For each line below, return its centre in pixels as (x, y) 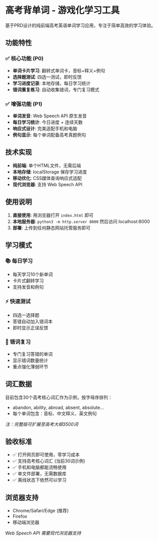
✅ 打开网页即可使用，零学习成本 (46, 455)
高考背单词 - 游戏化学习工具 (63, 10)
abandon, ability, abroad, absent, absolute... (58, 407)
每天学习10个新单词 (33, 274)
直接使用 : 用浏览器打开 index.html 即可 (53, 215)
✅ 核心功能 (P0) (24, 59)
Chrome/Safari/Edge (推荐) (41, 511)
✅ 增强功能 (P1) (24, 104)
